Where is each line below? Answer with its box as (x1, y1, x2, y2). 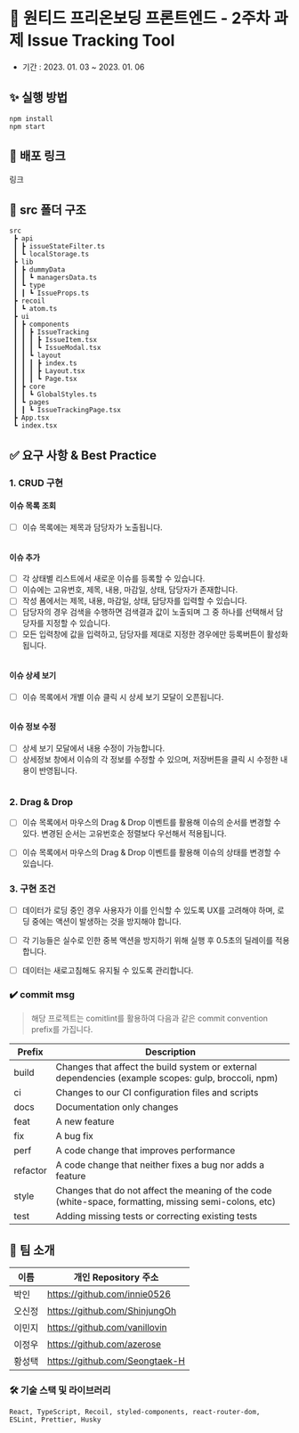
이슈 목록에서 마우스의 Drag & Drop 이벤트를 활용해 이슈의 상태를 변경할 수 (21, 847, 281, 858)
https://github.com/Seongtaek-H (47, 1355, 185, 1367)
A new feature (55, 1115, 115, 1128)
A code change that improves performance (55, 1144, 236, 1157)
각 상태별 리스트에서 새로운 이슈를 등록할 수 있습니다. (21, 574, 206, 584)
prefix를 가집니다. (30, 1024, 93, 1035)
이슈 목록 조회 (9, 501, 56, 511)
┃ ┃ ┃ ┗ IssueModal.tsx (12, 344, 101, 353)
